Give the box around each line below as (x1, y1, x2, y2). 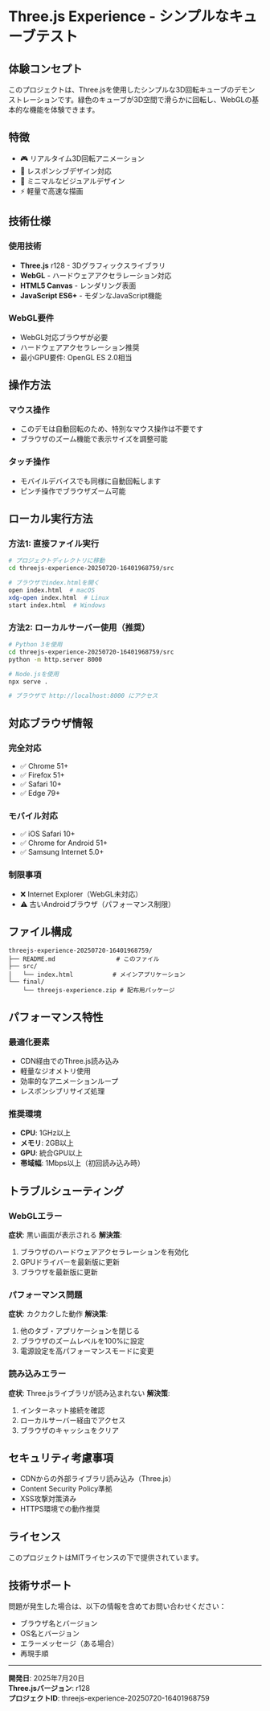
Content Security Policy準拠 (19, 1484, 112, 1494)
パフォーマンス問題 (8, 1289, 83, 1300)
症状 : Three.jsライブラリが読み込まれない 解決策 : (8, 1388, 170, 1397)
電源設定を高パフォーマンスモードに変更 (19, 1346, 154, 1356)
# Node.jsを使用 (8, 670, 59, 678)
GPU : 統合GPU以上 (19, 1148, 83, 1158)
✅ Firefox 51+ (19, 769, 66, 780)
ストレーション (8, 95, 58, 105)
